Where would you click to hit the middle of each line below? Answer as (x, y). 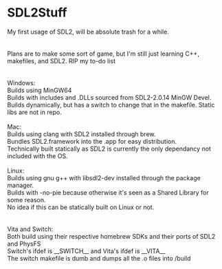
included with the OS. (37, 155)
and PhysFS (24, 244)
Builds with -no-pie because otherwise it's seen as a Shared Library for (108, 192)
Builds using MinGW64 (40, 90)
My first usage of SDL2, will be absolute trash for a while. (88, 32)
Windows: (21, 83)
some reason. (26, 200)
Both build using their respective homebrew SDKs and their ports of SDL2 (111, 236)
